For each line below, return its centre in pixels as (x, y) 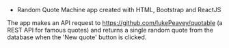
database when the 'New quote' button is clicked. (77, 37)
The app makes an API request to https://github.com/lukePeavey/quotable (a (115, 23)
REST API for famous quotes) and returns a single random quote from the (110, 30)
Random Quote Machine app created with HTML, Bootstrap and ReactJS (119, 10)
